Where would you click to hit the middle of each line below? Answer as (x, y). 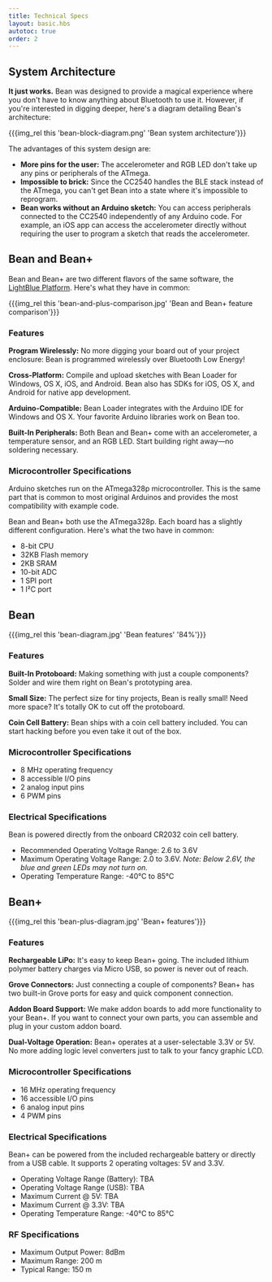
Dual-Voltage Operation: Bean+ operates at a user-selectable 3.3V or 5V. (132, 1042)
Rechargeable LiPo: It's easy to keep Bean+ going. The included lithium (129, 960)
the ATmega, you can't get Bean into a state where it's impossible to (134, 190)
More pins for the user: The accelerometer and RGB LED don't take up (138, 164)
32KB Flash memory (54, 555)
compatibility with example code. (64, 506)
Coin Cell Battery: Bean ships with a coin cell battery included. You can (128, 722)
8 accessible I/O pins (55, 778)
